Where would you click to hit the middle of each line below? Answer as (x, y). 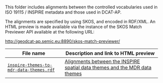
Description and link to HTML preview (110, 53)
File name (34, 53)
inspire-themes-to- (30, 65)
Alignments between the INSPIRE (102, 61)
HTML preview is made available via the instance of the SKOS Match (73, 27)
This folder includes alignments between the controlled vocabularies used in (81, 7)
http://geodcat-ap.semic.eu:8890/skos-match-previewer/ (63, 41)
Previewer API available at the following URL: (50, 32)
